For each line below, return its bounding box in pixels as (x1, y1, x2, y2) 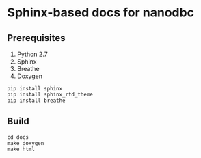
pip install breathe (7, 97, 66, 104)
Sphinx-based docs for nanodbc (7, 5, 195, 21)
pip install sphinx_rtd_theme (7, 91, 94, 98)
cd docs (7, 133, 29, 141)
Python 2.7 (16, 50, 48, 58)
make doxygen (7, 140, 44, 146)
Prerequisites (7, 32, 66, 44)
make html (7, 146, 36, 153)
